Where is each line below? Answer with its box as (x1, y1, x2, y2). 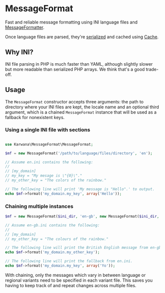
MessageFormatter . (5, 24, 45, 30)
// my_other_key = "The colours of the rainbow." (5, 236, 109, 242)
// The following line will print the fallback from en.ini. (5, 259, 133, 264)
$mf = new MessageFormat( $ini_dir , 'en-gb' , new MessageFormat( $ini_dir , (5, 214, 160, 219)
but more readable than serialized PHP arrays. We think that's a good (5, 66, 145, 72)
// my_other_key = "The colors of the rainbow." (5, 178, 107, 183)
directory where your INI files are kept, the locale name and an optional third (5, 104, 160, 110)
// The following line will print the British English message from (5, 245, 148, 250)
